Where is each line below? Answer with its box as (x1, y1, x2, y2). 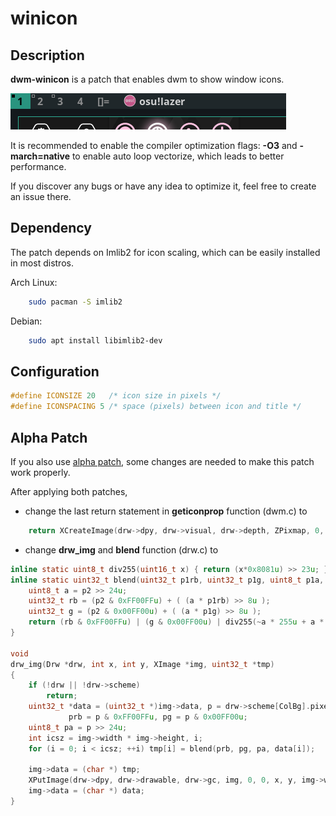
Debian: (10, 315, 43, 327)
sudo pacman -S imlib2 (28, 297, 123, 307)
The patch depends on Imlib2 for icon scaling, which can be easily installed (10, 246, 321, 258)
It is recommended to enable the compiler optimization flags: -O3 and (10, 140, 298, 151)
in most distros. (10, 257, 74, 269)
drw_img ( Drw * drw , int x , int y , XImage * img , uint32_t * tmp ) (10, 659, 275, 669)
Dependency (10, 220, 92, 237)
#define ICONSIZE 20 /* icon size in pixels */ (10, 391, 222, 401)
